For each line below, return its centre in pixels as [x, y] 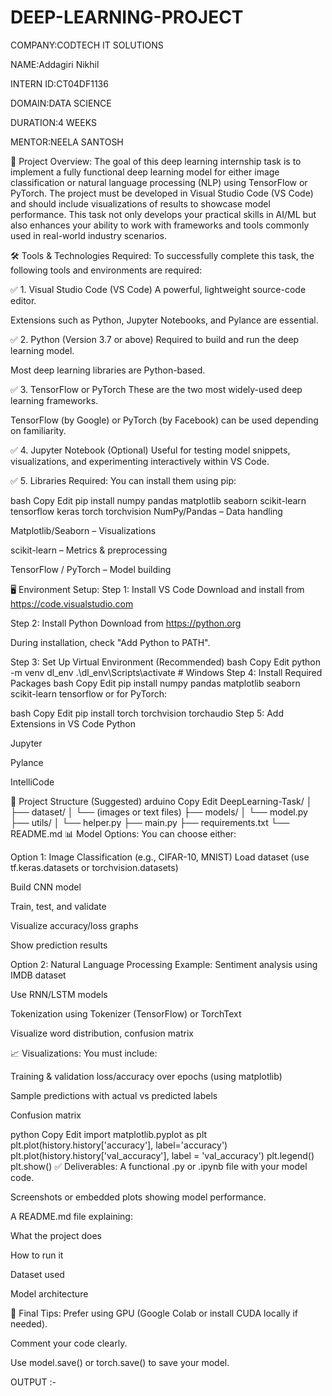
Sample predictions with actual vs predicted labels [114, 1095]
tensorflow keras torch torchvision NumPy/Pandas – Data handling [146, 511]
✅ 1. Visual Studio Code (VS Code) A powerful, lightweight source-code [158, 289]
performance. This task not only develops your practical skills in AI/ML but [163, 214]
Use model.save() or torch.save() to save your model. [120, 1362]
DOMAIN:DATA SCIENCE [61, 103]
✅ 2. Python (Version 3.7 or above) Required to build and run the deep [155, 339]
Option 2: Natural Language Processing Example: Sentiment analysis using [164, 964]
